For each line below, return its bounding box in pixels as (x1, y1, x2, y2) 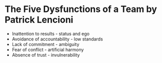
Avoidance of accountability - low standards (11, 36, 103, 42)
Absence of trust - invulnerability (11, 51, 80, 58)
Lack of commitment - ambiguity (11, 41, 79, 47)
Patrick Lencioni (4, 14, 73, 25)
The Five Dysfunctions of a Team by (4, 3, 157, 15)
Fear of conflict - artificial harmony (11, 46, 84, 52)
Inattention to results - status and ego (11, 30, 89, 36)
